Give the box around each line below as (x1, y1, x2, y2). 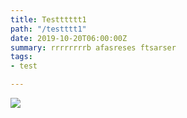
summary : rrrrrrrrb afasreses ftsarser (10, 42, 177, 53)
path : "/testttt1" (10, 24, 87, 34)
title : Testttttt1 (10, 14, 87, 25)
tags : (10, 52, 33, 62)
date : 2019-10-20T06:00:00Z (10, 33, 128, 43)
